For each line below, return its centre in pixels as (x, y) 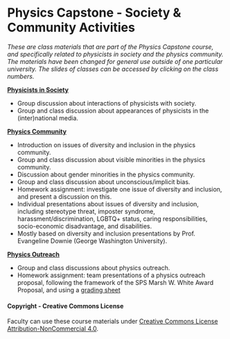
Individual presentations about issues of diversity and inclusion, (108, 204)
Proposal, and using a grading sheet (69, 290)
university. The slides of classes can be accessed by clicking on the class (113, 69)
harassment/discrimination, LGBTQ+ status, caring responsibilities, (112, 218)
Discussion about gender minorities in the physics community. (106, 174)
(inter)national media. (47, 118)
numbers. (21, 76)
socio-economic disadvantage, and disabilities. (85, 226)
